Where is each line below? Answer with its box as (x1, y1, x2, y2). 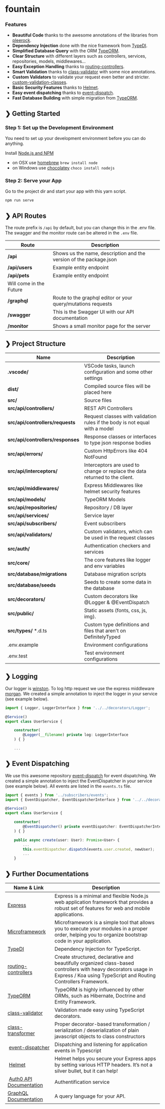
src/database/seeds (7, 582, 56, 589)
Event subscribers (84, 520, 126, 527)
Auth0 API (9, 1075, 32, 1082)
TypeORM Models (84, 496, 126, 503)
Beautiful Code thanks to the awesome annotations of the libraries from (12, 32, 158, 38)
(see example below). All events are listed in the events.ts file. (5, 783, 132, 789)
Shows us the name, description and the (53, 250, 146, 257)
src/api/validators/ (7, 531, 53, 538)
